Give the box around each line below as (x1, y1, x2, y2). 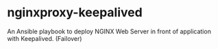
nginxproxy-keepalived (7, 5, 143, 20)
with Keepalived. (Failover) (7, 34, 82, 42)
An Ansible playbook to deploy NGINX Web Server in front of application (7, 27, 211, 35)
